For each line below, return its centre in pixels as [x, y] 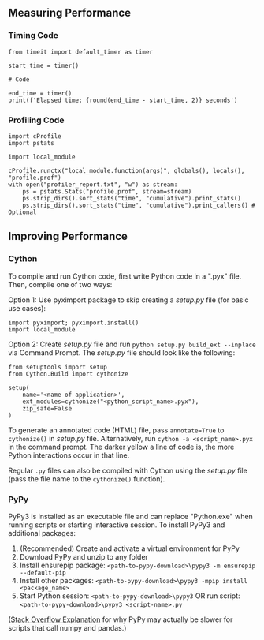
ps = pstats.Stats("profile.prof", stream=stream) [107, 191]
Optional [22, 212]
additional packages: [42, 533]
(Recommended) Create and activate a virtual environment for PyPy [130, 548]
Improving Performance [68, 236]
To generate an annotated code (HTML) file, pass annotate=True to [116, 430]
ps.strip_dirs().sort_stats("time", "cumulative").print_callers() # [139, 205]
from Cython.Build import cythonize [68, 374]
